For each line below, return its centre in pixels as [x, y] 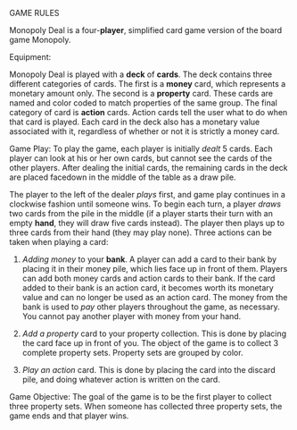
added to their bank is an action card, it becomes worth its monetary [148, 288]
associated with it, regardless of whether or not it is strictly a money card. [144, 131]
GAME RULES [34, 13]
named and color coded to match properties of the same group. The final [144, 103]
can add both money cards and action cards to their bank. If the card [148, 278]
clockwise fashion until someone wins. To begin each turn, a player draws [145, 204]
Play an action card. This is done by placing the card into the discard [148, 370]
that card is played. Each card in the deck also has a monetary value [135, 122]
